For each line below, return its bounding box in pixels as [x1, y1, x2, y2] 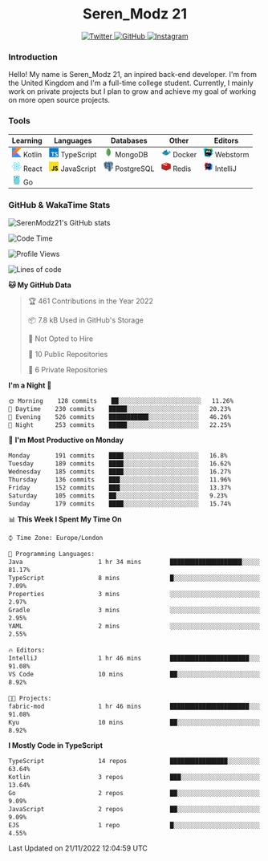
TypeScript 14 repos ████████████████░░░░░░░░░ [8, 757, 261, 765]
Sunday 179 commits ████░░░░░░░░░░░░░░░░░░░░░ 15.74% [8, 499, 231, 508]
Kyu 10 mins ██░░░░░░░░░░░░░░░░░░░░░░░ [8, 718, 261, 726]
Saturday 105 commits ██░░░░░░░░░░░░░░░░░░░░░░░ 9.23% [8, 491, 228, 500]
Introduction [8, 51, 58, 63]
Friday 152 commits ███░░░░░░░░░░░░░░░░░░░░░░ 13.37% [8, 483, 231, 492]
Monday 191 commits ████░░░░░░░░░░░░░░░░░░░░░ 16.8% [8, 451, 228, 460]
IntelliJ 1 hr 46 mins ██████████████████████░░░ [8, 654, 261, 662]
